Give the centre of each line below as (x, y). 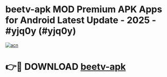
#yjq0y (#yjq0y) (41, 31)
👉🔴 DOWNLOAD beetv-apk (66, 67)
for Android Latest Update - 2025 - (81, 20)
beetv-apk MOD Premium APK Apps (84, 9)
